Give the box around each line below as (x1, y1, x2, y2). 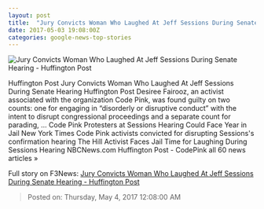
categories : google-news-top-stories (8, 33, 132, 42)
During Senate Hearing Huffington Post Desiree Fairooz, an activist (8, 87, 224, 97)
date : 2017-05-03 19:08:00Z (8, 26, 101, 34)
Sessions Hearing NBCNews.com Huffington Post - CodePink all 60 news (8, 145, 246, 155)
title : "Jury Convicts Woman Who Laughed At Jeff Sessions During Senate (8, 19, 258, 27)
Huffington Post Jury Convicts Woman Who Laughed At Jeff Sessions (8, 79, 234, 88)
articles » (8, 154, 38, 163)
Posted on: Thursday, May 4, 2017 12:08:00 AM (27, 192, 181, 202)
